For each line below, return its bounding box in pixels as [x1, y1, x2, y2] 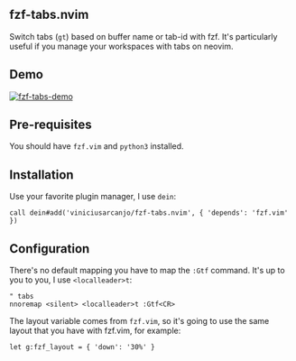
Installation [9, 167, 74, 182]
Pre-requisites [9, 117, 92, 133]
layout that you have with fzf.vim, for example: [9, 325, 181, 337]
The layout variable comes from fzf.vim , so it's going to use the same [9, 316, 270, 327]
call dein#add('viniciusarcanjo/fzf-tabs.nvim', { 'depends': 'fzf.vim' [9, 208, 289, 218]
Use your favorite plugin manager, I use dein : [9, 191, 177, 202]
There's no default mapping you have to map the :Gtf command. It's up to [9, 265, 286, 276]
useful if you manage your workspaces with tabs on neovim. [9, 41, 234, 51]
